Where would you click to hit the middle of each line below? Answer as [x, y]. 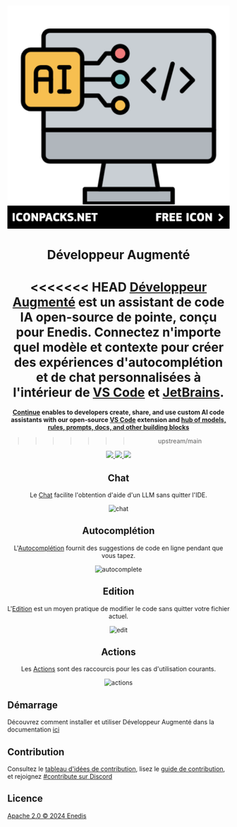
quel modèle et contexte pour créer [119, 347]
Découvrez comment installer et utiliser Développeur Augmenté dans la [111, 722]
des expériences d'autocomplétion [119, 363]
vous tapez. [119, 555]
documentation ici [34, 730]
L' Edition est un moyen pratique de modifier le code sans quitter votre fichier [119, 608]
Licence [25, 799]
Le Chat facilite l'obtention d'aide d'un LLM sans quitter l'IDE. [119, 495]
